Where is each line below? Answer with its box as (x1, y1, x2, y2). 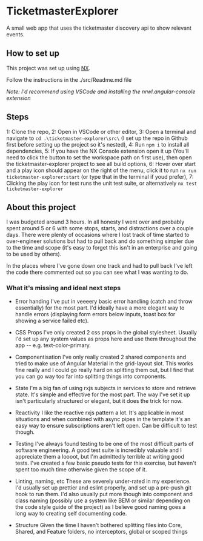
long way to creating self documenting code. (15, 509, 127, 517)
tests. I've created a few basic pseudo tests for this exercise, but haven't (15, 459, 197, 466)
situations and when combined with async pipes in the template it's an (15, 415, 191, 422)
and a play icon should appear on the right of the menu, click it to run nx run (6, 167, 197, 174)
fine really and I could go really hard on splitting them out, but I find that (15, 366, 194, 373)
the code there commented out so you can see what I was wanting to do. (6, 268, 189, 276)
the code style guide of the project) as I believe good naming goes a (15, 503, 186, 510)
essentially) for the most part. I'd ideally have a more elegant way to (15, 304, 185, 311)
